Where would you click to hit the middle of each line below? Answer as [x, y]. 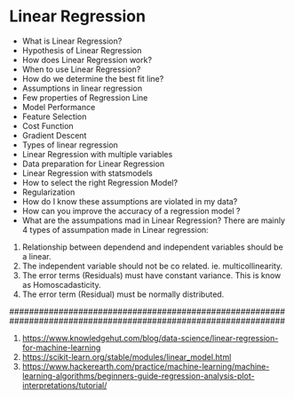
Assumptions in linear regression [82, 88]
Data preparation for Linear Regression [93, 164]
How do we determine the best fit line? [93, 78]
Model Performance [59, 107]
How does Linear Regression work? [87, 60]
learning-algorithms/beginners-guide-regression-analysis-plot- [138, 376]
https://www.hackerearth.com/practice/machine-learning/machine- [146, 366]
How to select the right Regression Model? [100, 182]
